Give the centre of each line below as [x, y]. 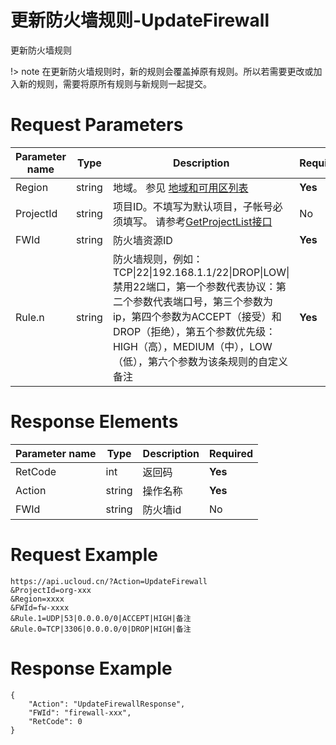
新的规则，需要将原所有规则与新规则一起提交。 [115, 83]
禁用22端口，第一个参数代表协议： [194, 286]
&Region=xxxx [37, 599]
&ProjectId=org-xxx [51, 590]
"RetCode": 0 [55, 721]
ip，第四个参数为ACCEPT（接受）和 [197, 316]
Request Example [84, 555]
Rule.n [30, 317]
